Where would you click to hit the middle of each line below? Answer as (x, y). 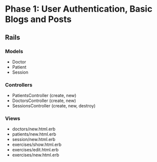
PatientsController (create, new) (44, 96)
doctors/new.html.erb (34, 129)
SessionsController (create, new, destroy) (54, 106)
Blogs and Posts (38, 19)
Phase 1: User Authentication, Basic (79, 9)
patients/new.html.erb (34, 134)
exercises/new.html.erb (36, 155)
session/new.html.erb (34, 140)
